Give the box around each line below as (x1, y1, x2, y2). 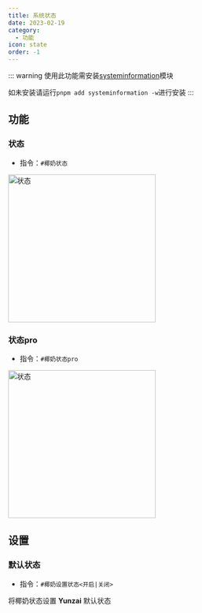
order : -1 (8, 48, 41, 56)
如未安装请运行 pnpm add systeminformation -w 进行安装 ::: (8, 88, 194, 97)
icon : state (8, 41, 47, 49)
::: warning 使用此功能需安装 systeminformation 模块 (8, 71, 174, 80)
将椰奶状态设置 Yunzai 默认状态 (8, 596, 112, 605)
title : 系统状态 (8, 11, 57, 20)
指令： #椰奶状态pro (19, 353, 79, 363)
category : (8, 26, 41, 34)
